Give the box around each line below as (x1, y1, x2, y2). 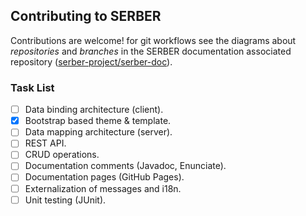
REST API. (24, 137, 67, 149)
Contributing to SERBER (10, 8, 162, 25)
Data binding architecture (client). (24, 104, 164, 116)
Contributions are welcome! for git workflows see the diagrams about (10, 34, 297, 46)
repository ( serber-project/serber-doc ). (10, 55, 173, 68)
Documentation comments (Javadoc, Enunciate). (24, 160, 227, 172)
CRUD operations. (24, 149, 100, 161)
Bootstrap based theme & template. (24, 115, 172, 127)
